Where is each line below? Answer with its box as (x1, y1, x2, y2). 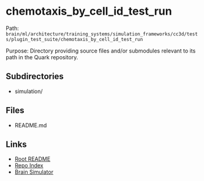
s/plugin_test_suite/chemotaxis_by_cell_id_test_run (6, 36, 143, 42)
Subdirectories (6, 72, 64, 82)
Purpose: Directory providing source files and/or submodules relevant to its (6, 47, 196, 54)
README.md (14, 121, 47, 129)
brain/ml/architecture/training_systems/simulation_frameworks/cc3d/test (6, 31, 198, 37)
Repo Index (14, 162, 43, 169)
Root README (14, 155, 51, 163)
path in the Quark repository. (6, 53, 78, 61)
